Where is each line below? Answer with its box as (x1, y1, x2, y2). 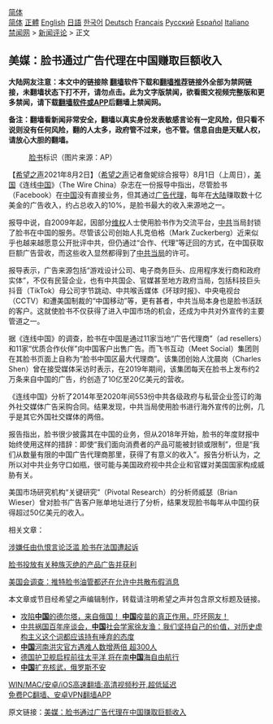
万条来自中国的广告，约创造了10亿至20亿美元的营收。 (8, 374, 188, 384)
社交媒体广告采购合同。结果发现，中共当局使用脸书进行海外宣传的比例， (15, 401, 258, 411)
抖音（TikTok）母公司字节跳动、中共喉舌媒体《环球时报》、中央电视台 (8, 285, 241, 295)
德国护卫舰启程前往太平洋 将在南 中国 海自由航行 (19, 652, 180, 661)
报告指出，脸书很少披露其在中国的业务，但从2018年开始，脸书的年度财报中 (8, 429, 260, 439)
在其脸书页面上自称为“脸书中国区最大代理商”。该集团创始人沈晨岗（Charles (8, 353, 262, 363)
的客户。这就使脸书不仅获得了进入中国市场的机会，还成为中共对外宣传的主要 (8, 305, 265, 315)
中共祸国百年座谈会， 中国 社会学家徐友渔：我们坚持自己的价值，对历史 (19, 621, 256, 631)
